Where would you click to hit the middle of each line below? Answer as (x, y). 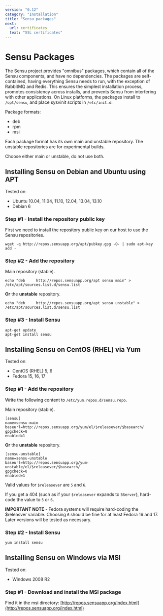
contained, (16, 81)
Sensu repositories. (25, 235)
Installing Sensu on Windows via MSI (63, 558)
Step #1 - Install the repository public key (55, 219)
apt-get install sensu (28, 334)
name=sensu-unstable (26, 458)
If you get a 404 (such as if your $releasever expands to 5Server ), (72, 494)
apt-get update (21, 330)
